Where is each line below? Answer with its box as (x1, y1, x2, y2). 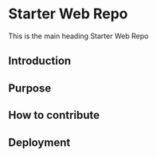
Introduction (8, 54, 72, 68)
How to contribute (8, 108, 100, 122)
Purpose (8, 81, 52, 95)
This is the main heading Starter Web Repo (8, 31, 149, 41)
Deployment (8, 135, 71, 149)
